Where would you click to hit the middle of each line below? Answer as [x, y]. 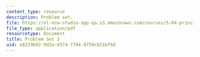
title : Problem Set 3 [33, 39]
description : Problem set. [40, 17]
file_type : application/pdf [41, 28]
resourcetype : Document [36, 34]
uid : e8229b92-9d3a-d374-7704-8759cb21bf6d [61, 45]
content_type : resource [36, 12]
